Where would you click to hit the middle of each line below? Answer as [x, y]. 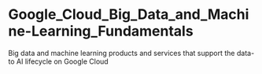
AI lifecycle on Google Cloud [62, 61]
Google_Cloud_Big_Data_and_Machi [129, 15]
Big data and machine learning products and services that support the [122, 53]
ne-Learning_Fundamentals [101, 31]
